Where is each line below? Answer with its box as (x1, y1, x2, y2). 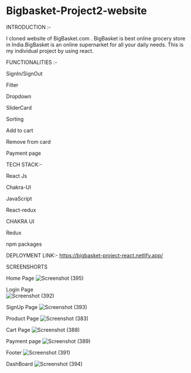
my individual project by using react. (6, 47, 94, 54)
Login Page (6, 286, 34, 293)
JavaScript (6, 195, 32, 202)
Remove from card (6, 138, 51, 145)
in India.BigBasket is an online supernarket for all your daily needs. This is (6, 41, 184, 48)
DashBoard (6, 360, 33, 367)
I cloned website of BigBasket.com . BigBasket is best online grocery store (6, 35, 186, 42)
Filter (6, 81, 19, 89)
